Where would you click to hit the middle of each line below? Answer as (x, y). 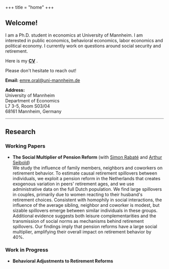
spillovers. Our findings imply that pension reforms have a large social (85, 226)
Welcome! (21, 23)
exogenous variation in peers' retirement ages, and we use (73, 184)
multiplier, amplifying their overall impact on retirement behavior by (82, 232)
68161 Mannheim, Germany (33, 111)
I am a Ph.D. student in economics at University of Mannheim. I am (74, 35)
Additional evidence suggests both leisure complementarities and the (84, 216)
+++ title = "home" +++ (30, 7)
